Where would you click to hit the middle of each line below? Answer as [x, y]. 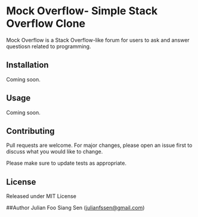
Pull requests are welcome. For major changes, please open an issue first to [99, 145]
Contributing [30, 131]
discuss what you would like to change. [55, 152]
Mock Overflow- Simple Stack [82, 11]
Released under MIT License [41, 196]
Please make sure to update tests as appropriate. [66, 163]
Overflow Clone [46, 23]
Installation [27, 65]
